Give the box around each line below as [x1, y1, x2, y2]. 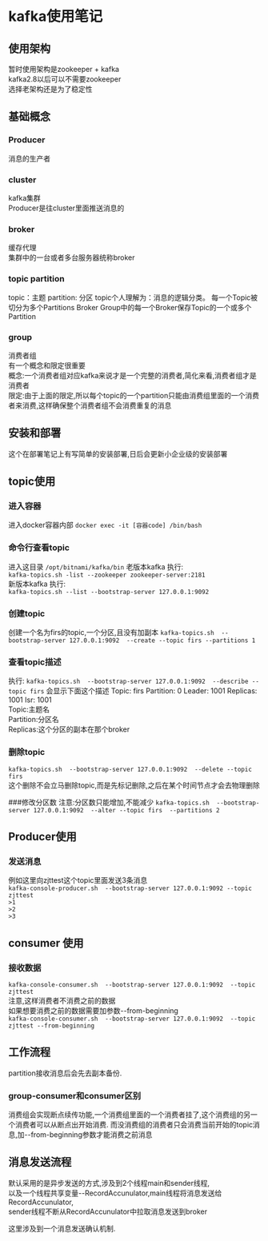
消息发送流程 [8, 1155, 72, 1169]
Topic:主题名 [8, 704, 50, 714]
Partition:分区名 [8, 715, 59, 724]
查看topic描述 [8, 656, 62, 668]
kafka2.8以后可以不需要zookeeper [8, 74, 122, 84]
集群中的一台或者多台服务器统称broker [8, 253, 135, 262]
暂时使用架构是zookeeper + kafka [8, 65, 120, 74]
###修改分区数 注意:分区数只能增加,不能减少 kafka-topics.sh [8, 797, 210, 807]
